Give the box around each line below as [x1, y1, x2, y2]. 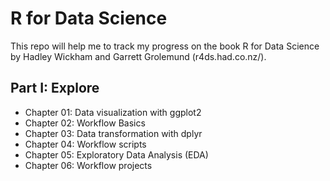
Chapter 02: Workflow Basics [24, 117, 146, 129]
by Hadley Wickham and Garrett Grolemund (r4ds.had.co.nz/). [10, 50, 267, 62]
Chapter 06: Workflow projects [24, 159, 153, 171]
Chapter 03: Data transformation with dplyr [24, 127, 203, 139]
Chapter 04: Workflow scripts [24, 138, 147, 150]
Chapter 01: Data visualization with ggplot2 [24, 106, 202, 118]
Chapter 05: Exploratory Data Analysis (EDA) [24, 148, 209, 161]
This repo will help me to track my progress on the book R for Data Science [10, 40, 320, 52]
